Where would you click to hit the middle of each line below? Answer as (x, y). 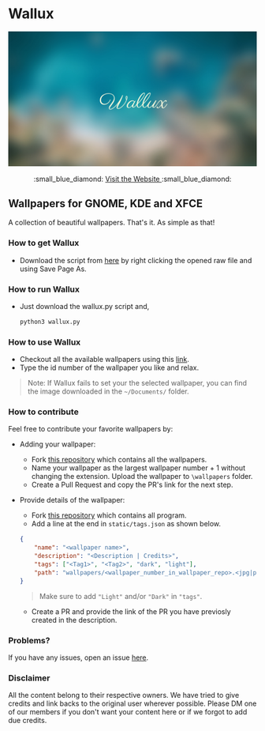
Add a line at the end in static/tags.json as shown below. (126, 524)
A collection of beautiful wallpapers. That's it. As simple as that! (112, 223)
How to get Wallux (44, 243)
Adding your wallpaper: (58, 444)
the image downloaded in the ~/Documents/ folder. (108, 391)
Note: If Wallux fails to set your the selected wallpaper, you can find (137, 383)
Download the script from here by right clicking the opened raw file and (136, 260)
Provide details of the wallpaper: (72, 500)
